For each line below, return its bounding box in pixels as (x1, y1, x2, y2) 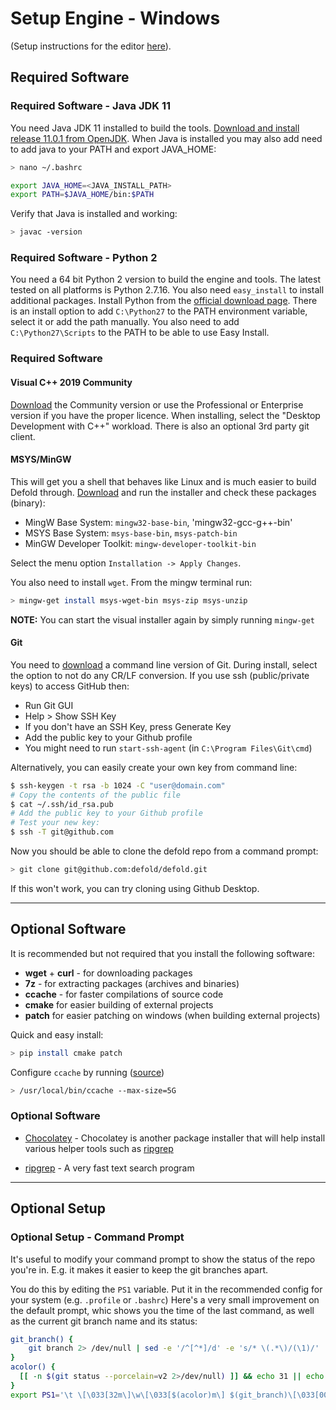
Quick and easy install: (10, 1028, 104, 1041)
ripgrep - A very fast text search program (24, 1162, 195, 1174)
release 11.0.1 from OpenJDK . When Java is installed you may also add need (10, 132, 323, 144)
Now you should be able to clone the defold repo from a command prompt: (10, 845, 319, 857)
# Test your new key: (10, 818, 101, 828)
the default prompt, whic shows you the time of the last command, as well (10, 1304, 315, 1316)
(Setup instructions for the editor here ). (10, 40, 172, 52)
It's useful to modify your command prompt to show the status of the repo (10, 1253, 316, 1265)
